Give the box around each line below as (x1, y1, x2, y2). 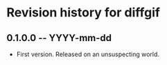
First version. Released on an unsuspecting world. (16, 50, 160, 58)
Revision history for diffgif (6, 5, 161, 21)
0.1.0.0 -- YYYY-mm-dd (6, 32, 112, 44)
